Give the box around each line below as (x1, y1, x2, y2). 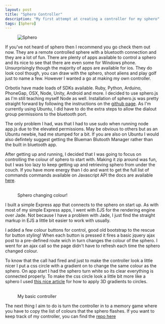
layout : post (5, 7, 32, 12)
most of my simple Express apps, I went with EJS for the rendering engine (5, 207, 155, 213)
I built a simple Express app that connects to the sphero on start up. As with (5, 202, 159, 208)
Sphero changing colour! (17, 192, 68, 198)
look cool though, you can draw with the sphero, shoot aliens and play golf (5, 70, 157, 76)
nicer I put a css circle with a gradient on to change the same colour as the (5, 263, 157, 269)
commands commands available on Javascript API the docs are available (5, 172, 153, 178)
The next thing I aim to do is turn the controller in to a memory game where (5, 303, 158, 309)
